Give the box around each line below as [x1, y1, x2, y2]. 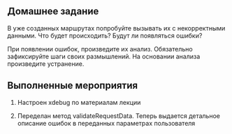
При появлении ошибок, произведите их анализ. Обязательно [7, 44, 194, 53]
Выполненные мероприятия [7, 80, 138, 92]
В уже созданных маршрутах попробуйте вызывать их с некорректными [7, 24, 226, 32]
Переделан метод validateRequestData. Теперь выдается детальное [17, 111, 220, 120]
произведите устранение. [7, 59, 85, 68]
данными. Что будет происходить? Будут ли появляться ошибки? [7, 31, 203, 40]
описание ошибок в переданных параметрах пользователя [17, 119, 196, 127]
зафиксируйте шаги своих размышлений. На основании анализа [7, 52, 201, 60]
